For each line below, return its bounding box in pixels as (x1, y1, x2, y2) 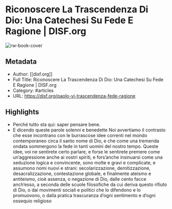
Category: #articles (12, 87, 54, 93)
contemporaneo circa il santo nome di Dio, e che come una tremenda (12, 138, 159, 144)
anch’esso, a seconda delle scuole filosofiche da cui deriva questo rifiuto (12, 181, 167, 187)
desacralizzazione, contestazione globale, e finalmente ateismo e (12, 170, 151, 177)
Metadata (5, 58, 37, 66)
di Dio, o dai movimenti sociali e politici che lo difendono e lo (12, 186, 141, 193)
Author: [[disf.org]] (12, 71, 53, 77)
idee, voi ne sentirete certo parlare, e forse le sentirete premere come (12, 148, 160, 155)
